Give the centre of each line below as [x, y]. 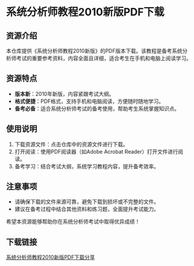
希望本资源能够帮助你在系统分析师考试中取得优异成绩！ [73, 222]
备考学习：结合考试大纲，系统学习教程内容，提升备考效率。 [87, 166]
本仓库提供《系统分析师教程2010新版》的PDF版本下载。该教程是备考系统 [94, 51]
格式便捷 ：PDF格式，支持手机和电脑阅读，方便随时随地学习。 [89, 101]
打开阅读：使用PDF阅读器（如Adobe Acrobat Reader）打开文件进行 [96, 151]
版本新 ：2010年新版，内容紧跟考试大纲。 [64, 94]
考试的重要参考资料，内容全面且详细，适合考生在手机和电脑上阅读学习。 [104, 58]
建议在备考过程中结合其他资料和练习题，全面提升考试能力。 [87, 209]
